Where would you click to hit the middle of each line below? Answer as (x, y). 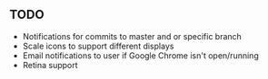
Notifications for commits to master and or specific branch (132, 36)
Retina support (50, 65)
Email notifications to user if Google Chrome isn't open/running (140, 55)
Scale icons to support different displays (98, 46)
